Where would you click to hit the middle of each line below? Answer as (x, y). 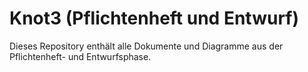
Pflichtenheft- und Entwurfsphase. (80, 56)
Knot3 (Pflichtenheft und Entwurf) (154, 18)
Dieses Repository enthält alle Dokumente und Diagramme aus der (146, 46)
